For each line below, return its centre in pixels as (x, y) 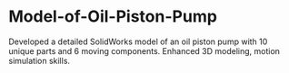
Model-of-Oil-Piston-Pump (113, 17)
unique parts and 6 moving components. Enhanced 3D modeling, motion (144, 50)
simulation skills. (39, 60)
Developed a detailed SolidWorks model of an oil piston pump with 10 (138, 41)
